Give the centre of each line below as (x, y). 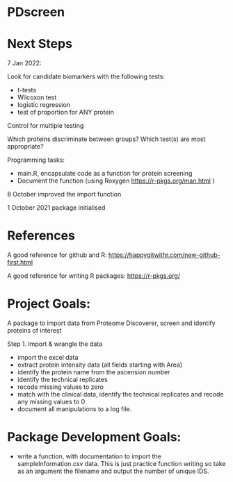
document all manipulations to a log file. (74, 409)
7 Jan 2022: (24, 63)
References (41, 236)
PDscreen (36, 12)
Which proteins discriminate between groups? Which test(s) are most (106, 139)
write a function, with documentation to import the (89, 456)
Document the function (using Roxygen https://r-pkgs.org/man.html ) (116, 181)
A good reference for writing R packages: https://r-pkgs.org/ (94, 276)
